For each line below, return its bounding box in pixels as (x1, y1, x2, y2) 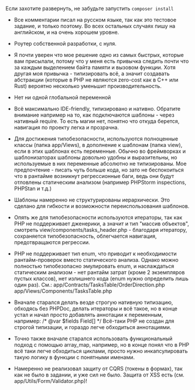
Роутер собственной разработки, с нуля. (13, 40, 117, 47)
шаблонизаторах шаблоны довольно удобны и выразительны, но (13, 154, 177, 160)
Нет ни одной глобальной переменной (13, 94, 111, 101)
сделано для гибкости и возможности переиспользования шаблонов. (13, 203, 190, 210)
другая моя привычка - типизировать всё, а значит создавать (13, 70, 170, 77)
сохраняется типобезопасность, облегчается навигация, (13, 232, 157, 240)
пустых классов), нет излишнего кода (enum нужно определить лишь (13, 275, 189, 282)
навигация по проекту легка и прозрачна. (13, 124, 119, 131)
